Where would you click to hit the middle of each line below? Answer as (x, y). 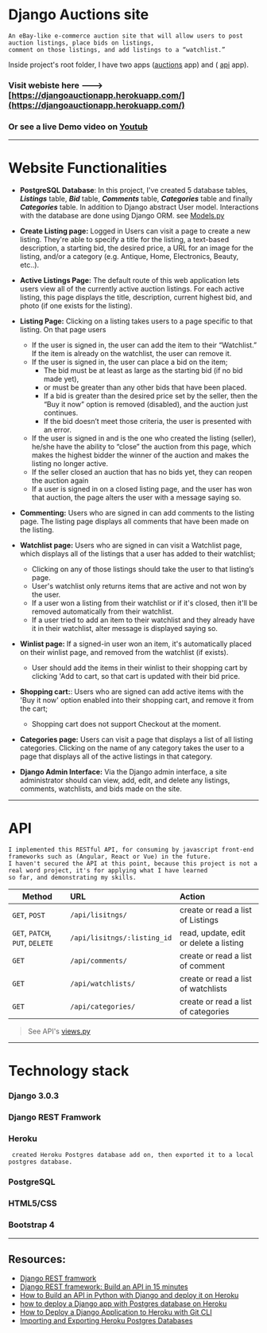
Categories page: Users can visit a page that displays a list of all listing (136, 739)
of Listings (199, 920)
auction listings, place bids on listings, (81, 43)
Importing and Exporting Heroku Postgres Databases (106, 1321)
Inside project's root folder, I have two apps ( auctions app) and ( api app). (128, 65)
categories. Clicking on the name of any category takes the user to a (132, 748)
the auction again (60, 480)
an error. (57, 430)
